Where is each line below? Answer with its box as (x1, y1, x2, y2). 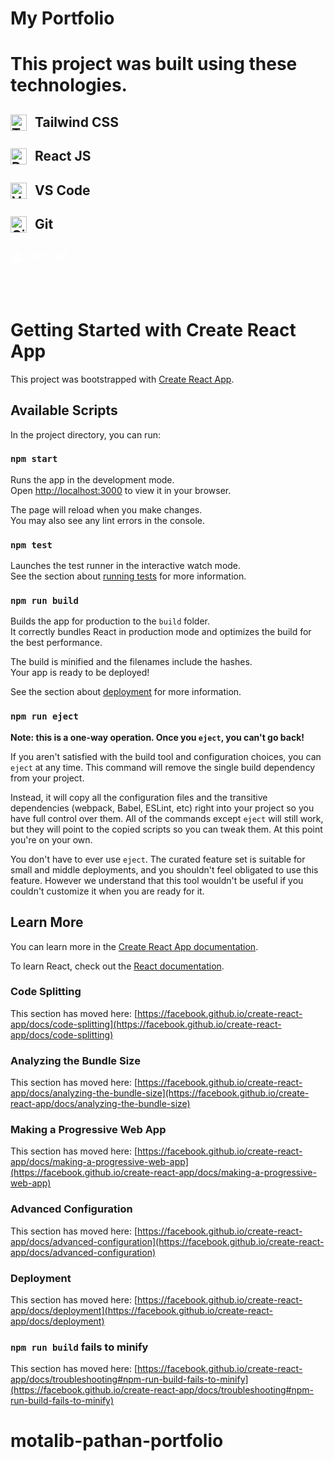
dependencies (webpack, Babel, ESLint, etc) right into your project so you (10, 802, 315, 814)
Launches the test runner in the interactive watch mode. (10, 560, 242, 572)
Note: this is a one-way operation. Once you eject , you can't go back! (10, 731, 305, 743)
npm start (10, 453, 58, 465)
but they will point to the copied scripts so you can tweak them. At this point (10, 823, 323, 835)
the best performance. (10, 637, 103, 649)
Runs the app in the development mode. (10, 473, 175, 486)
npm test (10, 539, 53, 551)
